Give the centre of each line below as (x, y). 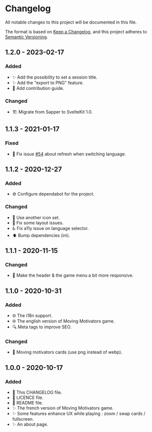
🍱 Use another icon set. (36, 217)
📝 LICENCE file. (28, 397)
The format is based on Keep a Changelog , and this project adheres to (76, 31)
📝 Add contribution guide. (38, 88)
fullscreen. (23, 419)
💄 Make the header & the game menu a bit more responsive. (73, 275)
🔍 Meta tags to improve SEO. (42, 327)
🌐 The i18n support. (32, 316)
